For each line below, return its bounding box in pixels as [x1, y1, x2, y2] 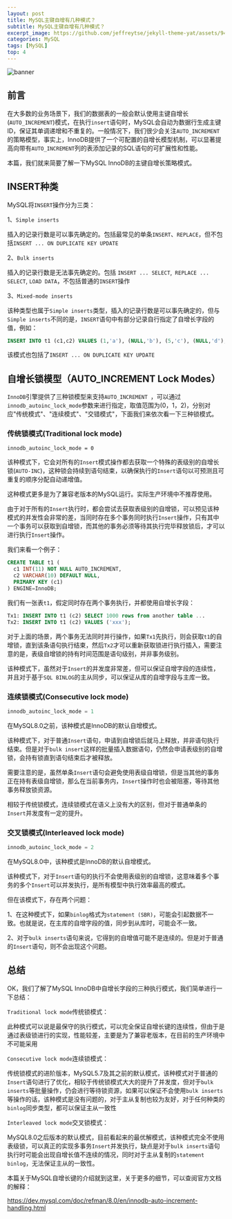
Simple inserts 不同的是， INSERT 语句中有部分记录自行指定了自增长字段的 [7, 314, 215, 323]
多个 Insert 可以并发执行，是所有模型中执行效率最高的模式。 [19, 880, 189, 889]
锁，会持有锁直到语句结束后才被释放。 [7, 753, 116, 762]
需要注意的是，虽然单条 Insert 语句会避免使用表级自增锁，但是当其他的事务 [7, 768, 220, 776]
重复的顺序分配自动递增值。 [7, 475, 86, 483]
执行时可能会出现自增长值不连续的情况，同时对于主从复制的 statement [7, 1150, 205, 1159]
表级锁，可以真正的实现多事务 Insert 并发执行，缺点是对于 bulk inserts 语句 [7, 1141, 220, 1150]
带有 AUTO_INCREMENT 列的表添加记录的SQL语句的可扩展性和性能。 [19, 143, 202, 152]
